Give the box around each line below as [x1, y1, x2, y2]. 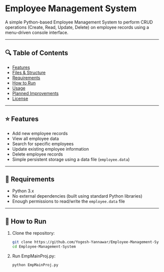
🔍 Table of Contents [5, 49, 68, 57]
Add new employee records [12, 130, 68, 136]
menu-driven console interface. [5, 29, 68, 35]
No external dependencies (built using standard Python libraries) [12, 193, 143, 199]
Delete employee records [12, 151, 63, 157]
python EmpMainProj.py [12, 262, 59, 267]
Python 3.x [12, 188, 34, 194]
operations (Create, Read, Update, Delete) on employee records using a [5, 24, 149, 30]
